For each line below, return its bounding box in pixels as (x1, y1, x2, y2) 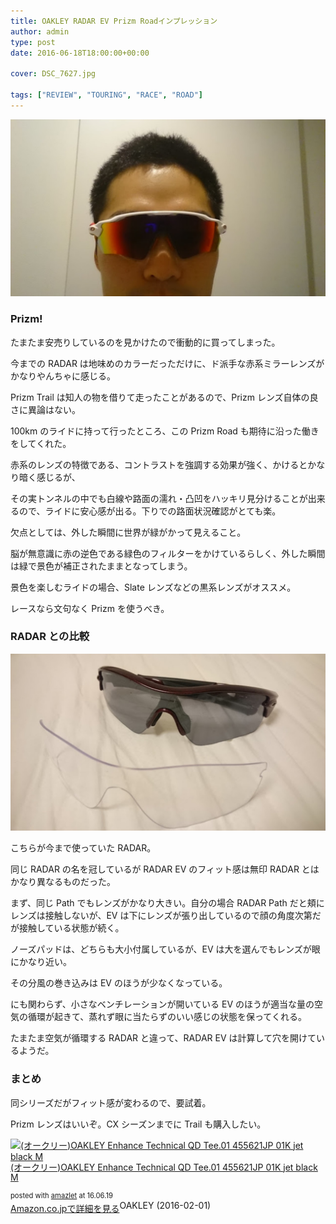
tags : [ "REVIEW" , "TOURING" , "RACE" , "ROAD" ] (10, 90, 203, 100)
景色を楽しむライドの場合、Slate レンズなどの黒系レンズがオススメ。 (10, 581, 297, 593)
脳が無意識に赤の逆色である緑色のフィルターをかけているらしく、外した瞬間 (10, 547, 326, 559)
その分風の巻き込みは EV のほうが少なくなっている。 (10, 977, 228, 989)
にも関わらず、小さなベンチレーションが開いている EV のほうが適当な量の (10, 998, 315, 1010)
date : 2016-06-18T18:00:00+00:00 (10, 48, 150, 58)
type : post (10, 37, 56, 47)
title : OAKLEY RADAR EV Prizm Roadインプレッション (10, 16, 218, 26)
